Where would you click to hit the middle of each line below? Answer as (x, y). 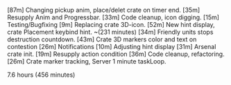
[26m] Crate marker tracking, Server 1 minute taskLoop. (87, 61)
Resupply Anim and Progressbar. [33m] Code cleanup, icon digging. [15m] (113, 17)
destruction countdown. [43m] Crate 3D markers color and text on (102, 39)
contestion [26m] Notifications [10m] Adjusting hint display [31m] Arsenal (112, 47)
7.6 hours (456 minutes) (41, 75)
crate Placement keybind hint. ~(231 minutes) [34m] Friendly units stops (110, 32)
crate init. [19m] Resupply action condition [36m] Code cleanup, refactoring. (116, 54)
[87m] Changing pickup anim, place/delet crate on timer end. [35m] (104, 10)
